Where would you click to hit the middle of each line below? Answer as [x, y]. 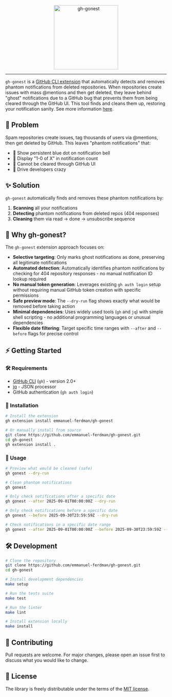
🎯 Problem [22, 125]
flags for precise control [53, 334]
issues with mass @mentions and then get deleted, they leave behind [79, 92]
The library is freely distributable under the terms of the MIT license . [77, 689]
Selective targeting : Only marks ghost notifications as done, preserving [89, 257]
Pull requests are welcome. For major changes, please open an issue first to [85, 655]
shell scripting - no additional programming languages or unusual [82, 317]
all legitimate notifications [40, 263]
